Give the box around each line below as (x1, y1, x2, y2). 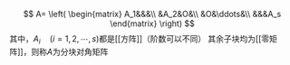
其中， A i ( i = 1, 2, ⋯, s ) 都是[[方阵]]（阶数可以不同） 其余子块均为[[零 (9, 33, 270, 46)
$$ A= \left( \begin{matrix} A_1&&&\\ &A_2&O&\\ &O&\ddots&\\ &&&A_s (23, 9, 282, 19)
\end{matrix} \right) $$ (110, 18, 195, 29)
